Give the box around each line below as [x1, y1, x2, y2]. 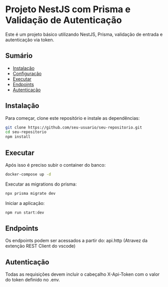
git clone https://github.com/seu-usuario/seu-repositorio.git [5, 125, 143, 130]
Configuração [12, 70, 42, 76]
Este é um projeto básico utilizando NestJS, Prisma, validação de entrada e [5, 31, 163, 37]
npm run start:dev [5, 210, 44, 215]
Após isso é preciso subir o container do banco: [5, 162, 106, 168]
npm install [5, 134, 31, 140]
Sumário [5, 51, 33, 60]
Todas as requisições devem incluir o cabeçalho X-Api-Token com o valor [5, 271, 160, 277]
